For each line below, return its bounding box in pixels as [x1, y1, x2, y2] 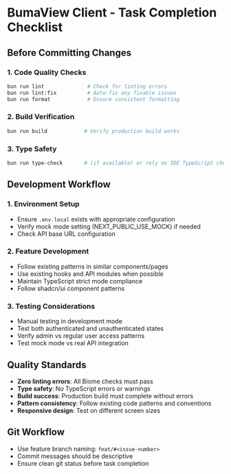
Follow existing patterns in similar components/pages [16, 262, 168, 270]
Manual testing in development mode [16, 317, 122, 325]
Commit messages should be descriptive [16, 452, 133, 460]
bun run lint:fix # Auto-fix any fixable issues [7, 89, 177, 96]
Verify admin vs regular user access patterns [16, 332, 145, 340]
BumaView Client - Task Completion [7, 5, 217, 21]
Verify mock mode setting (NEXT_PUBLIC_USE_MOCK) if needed [16, 222, 201, 230]
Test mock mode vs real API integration [16, 339, 129, 347]
